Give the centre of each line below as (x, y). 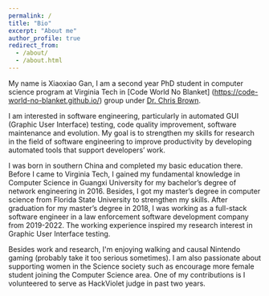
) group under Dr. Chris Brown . (150, 100)
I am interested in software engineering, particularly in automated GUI (124, 116)
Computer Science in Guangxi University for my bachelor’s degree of (122, 182)
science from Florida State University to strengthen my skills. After (118, 199)
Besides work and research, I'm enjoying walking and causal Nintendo (124, 249)
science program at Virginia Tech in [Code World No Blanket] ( (112, 91)
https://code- (236, 91)
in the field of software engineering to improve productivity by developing (130, 141)
